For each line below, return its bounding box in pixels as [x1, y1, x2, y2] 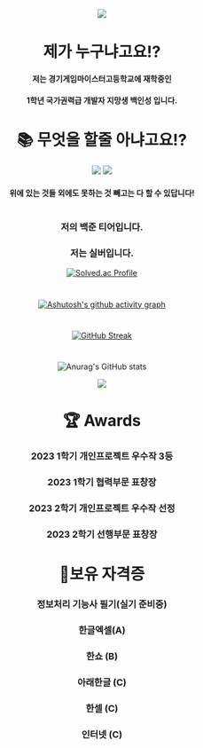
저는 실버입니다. [69, 248, 135, 260]
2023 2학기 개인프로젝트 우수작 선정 [28, 501, 176, 514]
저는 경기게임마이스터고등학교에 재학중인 [32, 73, 172, 83]
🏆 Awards [62, 411, 142, 431]
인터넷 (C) [81, 728, 123, 740]
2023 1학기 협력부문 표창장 [47, 476, 157, 488]
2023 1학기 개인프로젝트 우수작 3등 [31, 450, 173, 462]
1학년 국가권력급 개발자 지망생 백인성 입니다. [26, 95, 177, 106]
